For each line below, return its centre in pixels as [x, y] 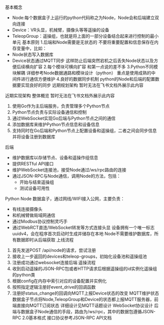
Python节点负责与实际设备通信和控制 [49, 112]
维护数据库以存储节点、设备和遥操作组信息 [55, 158]
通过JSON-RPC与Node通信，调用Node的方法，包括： [66, 176]
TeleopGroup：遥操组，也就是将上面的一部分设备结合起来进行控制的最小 [85, 36]
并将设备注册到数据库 [34, 137]
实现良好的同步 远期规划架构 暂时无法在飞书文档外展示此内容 [82, 85]
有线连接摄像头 [27, 209]
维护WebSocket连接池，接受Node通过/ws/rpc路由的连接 [69, 170]
